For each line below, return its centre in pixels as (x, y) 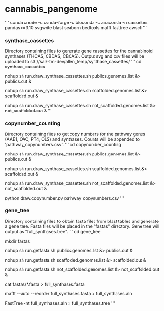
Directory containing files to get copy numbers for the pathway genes (75, 134)
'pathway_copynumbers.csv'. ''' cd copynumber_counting (63, 144)
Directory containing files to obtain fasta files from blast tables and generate (82, 221)
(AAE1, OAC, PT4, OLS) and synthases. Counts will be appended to (72, 139)
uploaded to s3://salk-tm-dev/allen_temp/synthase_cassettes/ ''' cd (73, 62)
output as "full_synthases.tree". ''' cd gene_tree (53, 231)
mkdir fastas (18, 241)
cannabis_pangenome (51, 9)
